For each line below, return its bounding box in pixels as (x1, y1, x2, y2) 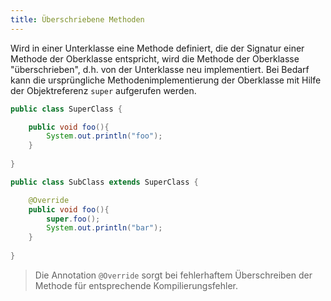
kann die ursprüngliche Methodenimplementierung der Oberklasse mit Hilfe (10, 74, 322, 86)
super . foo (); (46, 214, 101, 224)
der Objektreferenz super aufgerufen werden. (10, 84, 197, 96)
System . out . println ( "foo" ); (46, 131, 163, 141)
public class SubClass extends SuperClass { (10, 177, 199, 187)
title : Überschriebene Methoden (10, 14, 145, 25)
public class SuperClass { (10, 104, 123, 114)
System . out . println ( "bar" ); (46, 223, 163, 233)
